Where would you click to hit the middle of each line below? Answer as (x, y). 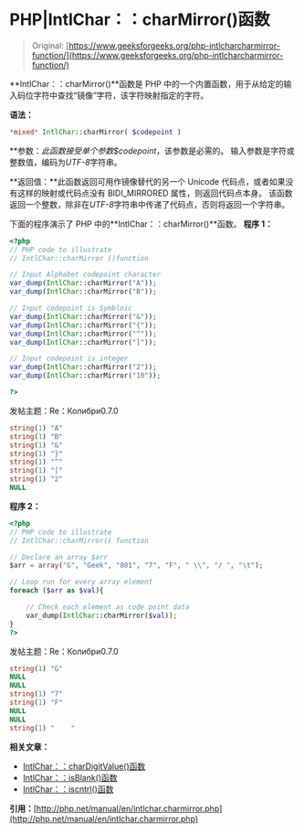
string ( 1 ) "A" (37, 428)
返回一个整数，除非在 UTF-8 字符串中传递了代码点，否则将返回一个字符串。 (150, 204)
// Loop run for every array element (81, 582)
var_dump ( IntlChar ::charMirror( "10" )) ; (85, 376)
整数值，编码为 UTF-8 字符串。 (66, 162)
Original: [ (50, 45)
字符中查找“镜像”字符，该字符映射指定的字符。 (121, 95)
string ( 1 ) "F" (37, 703)
